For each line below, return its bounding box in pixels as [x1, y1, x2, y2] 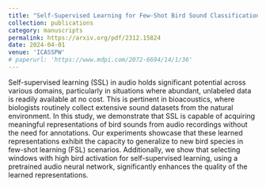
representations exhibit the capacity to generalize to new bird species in [8, 136, 244, 146]
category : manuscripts [8, 26, 83, 34]
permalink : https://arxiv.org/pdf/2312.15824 [8, 33, 161, 42]
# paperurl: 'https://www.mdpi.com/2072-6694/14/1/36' [8, 56, 193, 64]
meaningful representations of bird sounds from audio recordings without [8, 120, 248, 129]
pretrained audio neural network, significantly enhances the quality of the [8, 162, 248, 171]
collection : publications [8, 19, 93, 27]
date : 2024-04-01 [8, 41, 66, 49]
